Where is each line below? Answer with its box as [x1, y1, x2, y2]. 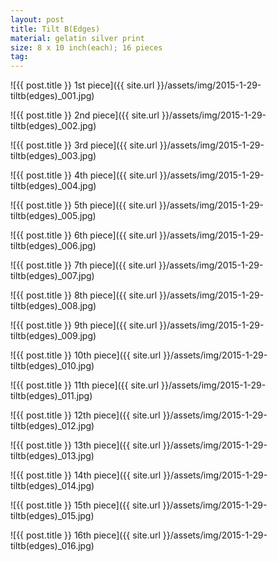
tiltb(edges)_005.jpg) [10, 210, 97, 222]
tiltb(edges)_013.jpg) [10, 450, 95, 462]
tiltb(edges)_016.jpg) [10, 540, 95, 552]
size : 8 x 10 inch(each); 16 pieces [10, 42, 163, 53]
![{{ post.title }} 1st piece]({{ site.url [10, 79, 155, 91]
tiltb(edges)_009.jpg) [10, 330, 97, 342]
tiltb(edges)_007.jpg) [10, 270, 95, 282]
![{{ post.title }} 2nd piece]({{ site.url [10, 109, 160, 121]
